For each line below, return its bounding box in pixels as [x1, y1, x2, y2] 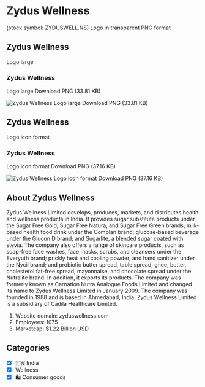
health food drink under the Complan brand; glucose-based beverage [23, 228, 199, 235]
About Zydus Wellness [6, 192, 95, 203]
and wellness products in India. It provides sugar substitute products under [6, 215, 196, 222]
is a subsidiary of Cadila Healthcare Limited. [6, 300, 117, 307]
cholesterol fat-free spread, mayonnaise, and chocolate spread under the [6, 267, 192, 275]
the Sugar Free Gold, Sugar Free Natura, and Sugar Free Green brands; [6, 222, 185, 229]
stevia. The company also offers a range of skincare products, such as [6, 241, 184, 249]
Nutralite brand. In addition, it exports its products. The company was [6, 274, 182, 281]
